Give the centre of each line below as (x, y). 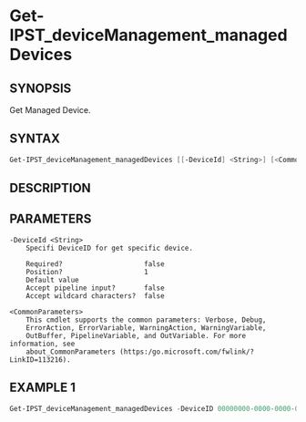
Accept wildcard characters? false (96, 296)
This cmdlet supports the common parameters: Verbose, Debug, (146, 320)
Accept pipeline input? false (96, 288)
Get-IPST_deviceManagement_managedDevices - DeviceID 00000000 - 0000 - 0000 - (153, 408)
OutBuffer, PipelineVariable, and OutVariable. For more (136, 335)
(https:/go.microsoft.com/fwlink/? (187, 352)
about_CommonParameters (71, 352)
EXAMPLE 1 (42, 388)
